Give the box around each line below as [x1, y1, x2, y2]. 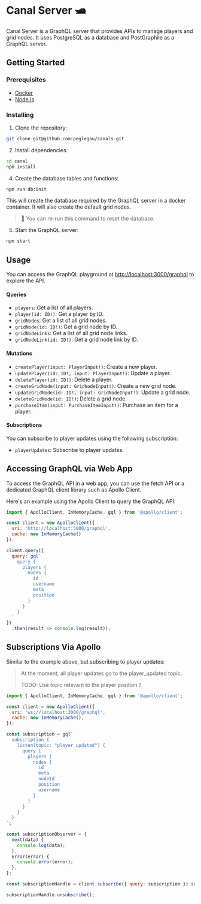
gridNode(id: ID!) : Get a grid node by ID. [14, 323, 118, 330]
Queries [6, 291, 27, 298]
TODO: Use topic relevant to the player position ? [20, 681, 142, 688]
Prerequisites [6, 76, 46, 84]
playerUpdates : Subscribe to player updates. [14, 446, 124, 453]
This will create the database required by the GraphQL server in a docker [6, 197, 186, 204]
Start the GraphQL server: [14, 227, 79, 234]
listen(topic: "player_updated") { [17, 742, 106, 748]
